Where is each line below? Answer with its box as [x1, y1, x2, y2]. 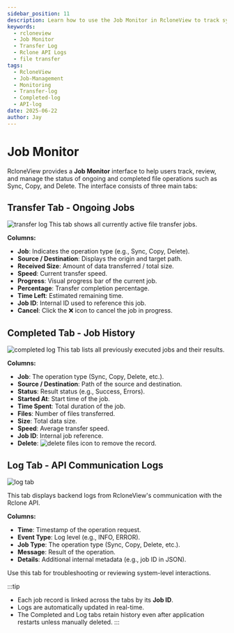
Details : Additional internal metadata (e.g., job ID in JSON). [17, 555, 187, 563]
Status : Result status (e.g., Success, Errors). [17, 387, 145, 396]
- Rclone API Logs [13, 49, 68, 56]
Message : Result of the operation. [17, 548, 116, 556]
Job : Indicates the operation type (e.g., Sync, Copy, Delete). [17, 247, 190, 256]
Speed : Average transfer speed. [17, 424, 109, 432]
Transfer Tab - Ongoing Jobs [7, 201, 135, 213]
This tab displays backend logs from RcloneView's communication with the [7, 492, 222, 499]
